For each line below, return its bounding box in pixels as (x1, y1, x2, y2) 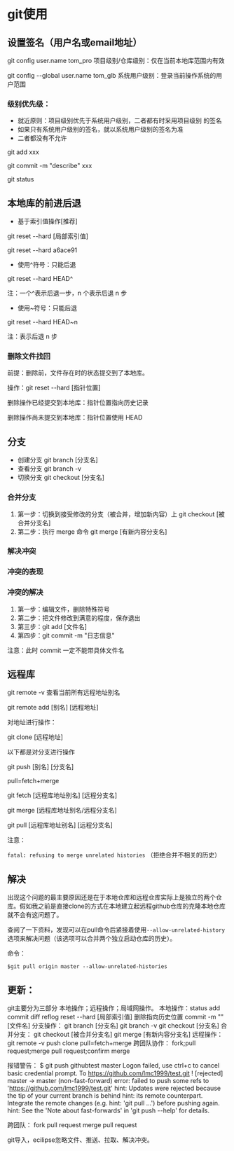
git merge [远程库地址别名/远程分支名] (7, 806, 117, 815)
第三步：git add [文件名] (17, 622, 88, 630)
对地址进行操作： (7, 718, 57, 726)
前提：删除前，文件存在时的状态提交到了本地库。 (7, 368, 149, 377)
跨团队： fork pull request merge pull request (7, 1121, 137, 1129)
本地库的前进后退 (7, 197, 81, 209)
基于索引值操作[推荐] (17, 217, 78, 226)
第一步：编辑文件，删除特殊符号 (17, 605, 110, 613)
